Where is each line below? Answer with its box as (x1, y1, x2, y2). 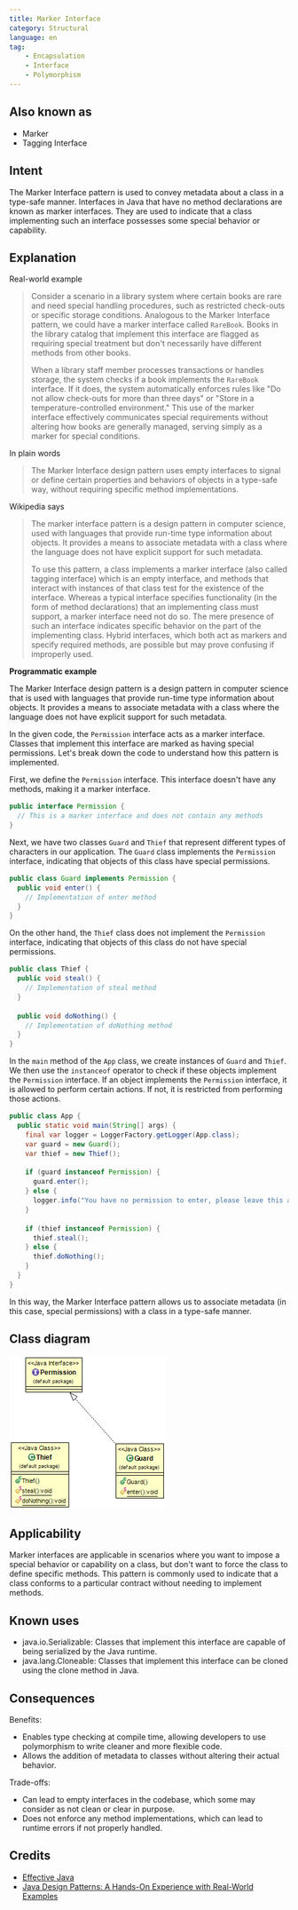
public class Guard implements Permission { (9, 874, 176, 883)
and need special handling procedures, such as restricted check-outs (30, 300, 286, 311)
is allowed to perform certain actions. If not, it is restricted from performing (9, 1084, 283, 1095)
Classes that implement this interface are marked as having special (9, 738, 255, 749)
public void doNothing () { (17, 1011, 117, 1020)
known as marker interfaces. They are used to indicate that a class (9, 205, 253, 217)
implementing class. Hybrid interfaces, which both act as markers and (30, 630, 287, 641)
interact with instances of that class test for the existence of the (30, 583, 264, 594)
